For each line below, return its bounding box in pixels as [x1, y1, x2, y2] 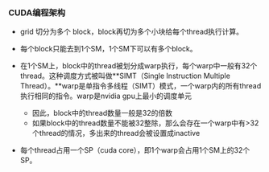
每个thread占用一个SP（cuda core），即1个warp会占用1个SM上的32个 [19, 145, 250, 155]
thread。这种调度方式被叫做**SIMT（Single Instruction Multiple [19, 71, 231, 81]
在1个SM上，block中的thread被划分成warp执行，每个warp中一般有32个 [19, 61, 258, 71]
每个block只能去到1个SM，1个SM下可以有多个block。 [19, 44, 197, 54]
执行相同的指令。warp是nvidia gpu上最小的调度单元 [19, 91, 192, 101]
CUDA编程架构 [8, 6, 66, 18]
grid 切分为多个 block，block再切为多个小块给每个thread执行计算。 [19, 27, 244, 37]
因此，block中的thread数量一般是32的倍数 [31, 109, 173, 118]
